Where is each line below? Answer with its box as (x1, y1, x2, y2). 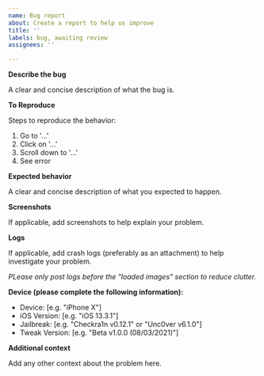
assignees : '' (8, 41, 55, 49)
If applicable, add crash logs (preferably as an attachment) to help (8, 249, 224, 258)
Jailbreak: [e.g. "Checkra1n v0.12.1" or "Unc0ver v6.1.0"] (19, 320, 202, 329)
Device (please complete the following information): (8, 287, 184, 297)
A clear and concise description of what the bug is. (8, 85, 175, 95)
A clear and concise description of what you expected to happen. (8, 187, 222, 196)
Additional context (8, 344, 71, 353)
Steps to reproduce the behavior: (8, 116, 117, 125)
